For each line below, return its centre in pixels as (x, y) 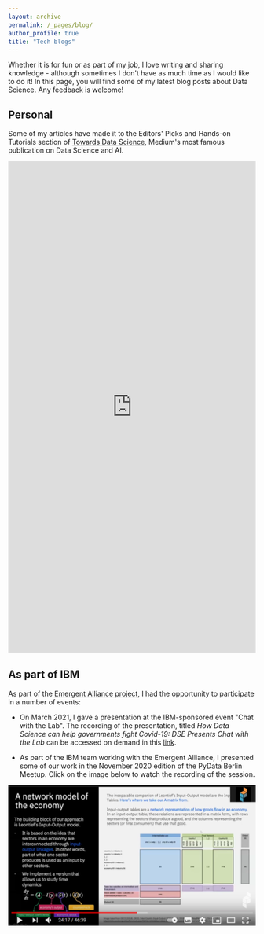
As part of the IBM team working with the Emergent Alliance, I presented (136, 757)
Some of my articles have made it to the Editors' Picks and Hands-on (119, 134)
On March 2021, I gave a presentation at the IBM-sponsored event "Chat (136, 717)
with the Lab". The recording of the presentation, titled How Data (125, 725)
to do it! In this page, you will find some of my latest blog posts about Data (128, 82)
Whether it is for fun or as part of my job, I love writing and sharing (116, 65)
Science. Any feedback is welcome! (66, 90)
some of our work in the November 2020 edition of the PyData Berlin (131, 766)
